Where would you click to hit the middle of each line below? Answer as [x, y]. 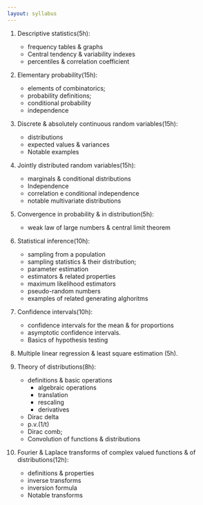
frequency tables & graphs [65, 46]
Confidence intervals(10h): [55, 311]
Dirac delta [43, 416]
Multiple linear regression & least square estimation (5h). [97, 353]
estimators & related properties [71, 276]
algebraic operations [67, 387]
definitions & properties [61, 473]
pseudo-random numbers [64, 291]
